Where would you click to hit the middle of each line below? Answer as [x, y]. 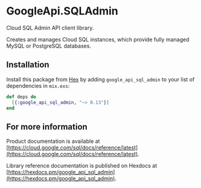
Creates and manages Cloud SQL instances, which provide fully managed [98, 39]
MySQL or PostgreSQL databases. [49, 46]
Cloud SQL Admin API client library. [50, 28]
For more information [47, 127]
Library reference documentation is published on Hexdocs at [82, 166]
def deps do [21, 97]
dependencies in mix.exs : [38, 86]
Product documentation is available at [53, 141]
